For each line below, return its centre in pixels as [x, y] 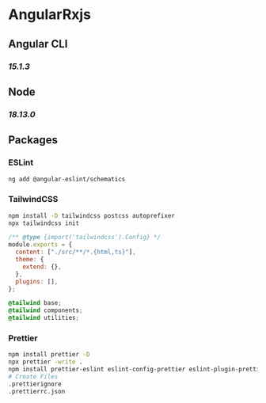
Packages [33, 140]
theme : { [30, 260]
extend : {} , [42, 267]
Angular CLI [38, 44]
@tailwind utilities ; [44, 318]
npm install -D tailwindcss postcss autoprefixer [92, 215]
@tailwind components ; [46, 310]
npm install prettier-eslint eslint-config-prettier [97, 370]
